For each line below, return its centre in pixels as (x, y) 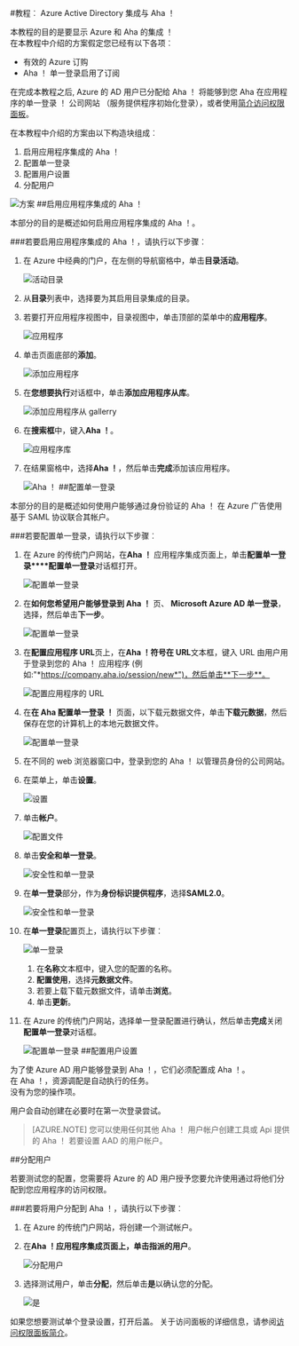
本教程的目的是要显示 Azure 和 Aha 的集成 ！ (92, 32)
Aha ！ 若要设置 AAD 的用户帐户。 (105, 1140)
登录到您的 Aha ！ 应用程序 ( (83, 663)
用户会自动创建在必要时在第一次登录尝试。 (88, 1111)
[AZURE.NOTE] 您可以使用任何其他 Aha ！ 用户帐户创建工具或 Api (152, 1129)
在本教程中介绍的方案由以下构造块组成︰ (84, 133)
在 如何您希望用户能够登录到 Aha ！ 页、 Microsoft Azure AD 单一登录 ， (154, 603)
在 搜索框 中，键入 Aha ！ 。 (71, 430)
